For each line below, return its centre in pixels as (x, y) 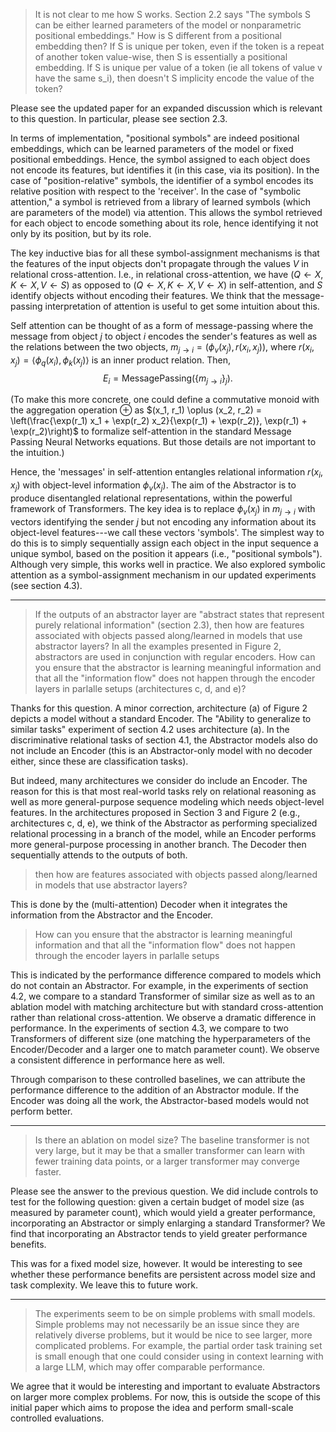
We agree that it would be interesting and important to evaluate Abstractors (165, 1386)
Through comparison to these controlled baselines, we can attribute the (158, 1079)
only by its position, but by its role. (81, 233)
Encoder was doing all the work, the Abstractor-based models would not (160, 1100)
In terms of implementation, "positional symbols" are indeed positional (155, 138)
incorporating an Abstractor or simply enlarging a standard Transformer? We (168, 1223)
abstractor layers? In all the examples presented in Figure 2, (158, 646)
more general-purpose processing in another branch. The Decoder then (158, 844)
